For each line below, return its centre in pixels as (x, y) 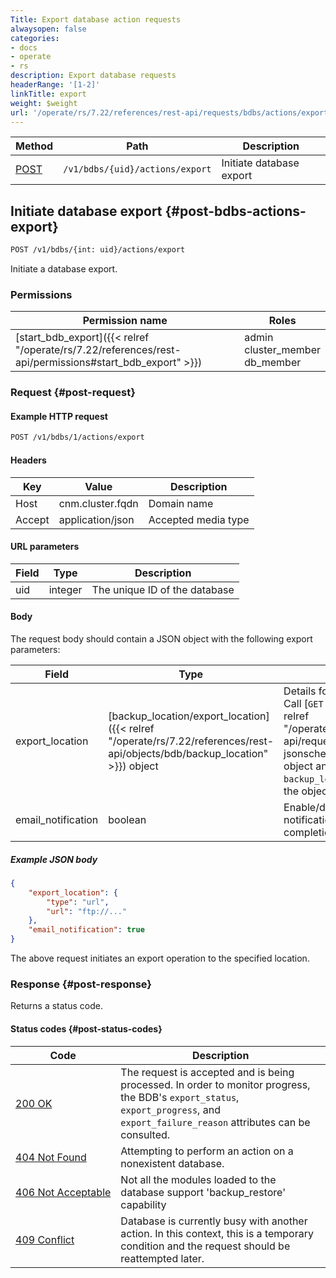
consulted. (145, 1134)
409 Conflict (45, 1239)
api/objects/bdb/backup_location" (188, 753)
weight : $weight (44, 103)
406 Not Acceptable (63, 1192)
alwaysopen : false (48, 29)
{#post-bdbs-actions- (235, 211)
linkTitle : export (48, 94)
